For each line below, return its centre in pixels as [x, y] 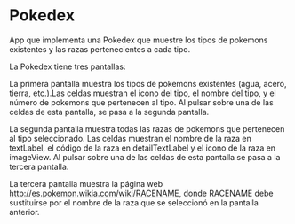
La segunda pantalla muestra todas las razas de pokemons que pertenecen [147, 128]
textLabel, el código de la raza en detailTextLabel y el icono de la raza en [143, 148]
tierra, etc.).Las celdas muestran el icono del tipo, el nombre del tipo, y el [143, 93]
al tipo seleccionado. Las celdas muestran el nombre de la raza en [130, 138]
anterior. [24, 212]
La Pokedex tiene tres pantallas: [68, 66]
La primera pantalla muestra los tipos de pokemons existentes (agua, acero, [148, 83]
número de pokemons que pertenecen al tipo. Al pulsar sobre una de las [141, 102]
